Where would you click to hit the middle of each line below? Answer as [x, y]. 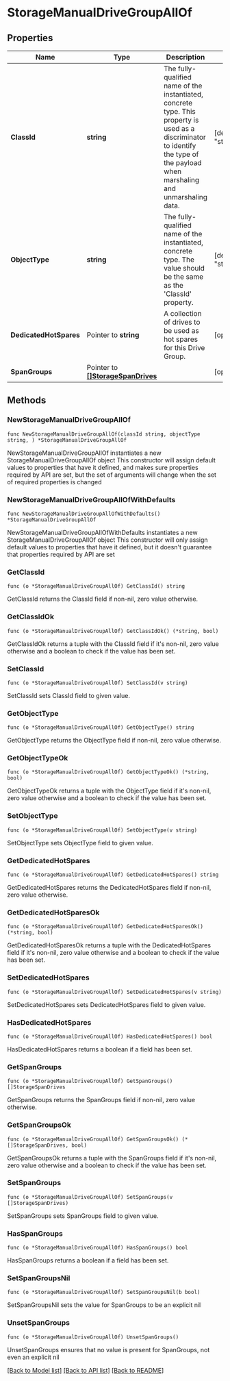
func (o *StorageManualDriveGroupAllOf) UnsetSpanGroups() [93, 1337]
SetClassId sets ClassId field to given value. [68, 695]
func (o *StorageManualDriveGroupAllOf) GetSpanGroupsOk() [93, 1139]
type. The [179, 260]
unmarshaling [185, 197]
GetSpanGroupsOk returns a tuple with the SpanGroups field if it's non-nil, [112, 1158]
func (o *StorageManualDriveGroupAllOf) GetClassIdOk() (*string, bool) [113, 631]
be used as [181, 331]
